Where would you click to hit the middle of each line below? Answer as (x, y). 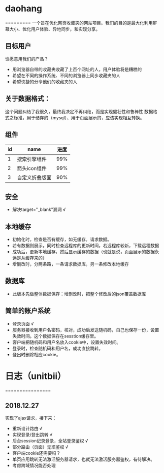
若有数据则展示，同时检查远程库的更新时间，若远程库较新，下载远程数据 (85, 245)
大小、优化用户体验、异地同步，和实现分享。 (54, 29)
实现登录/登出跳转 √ (32, 435)
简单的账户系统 (28, 311)
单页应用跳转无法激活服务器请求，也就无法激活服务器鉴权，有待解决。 (83, 459)
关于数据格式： (28, 99)
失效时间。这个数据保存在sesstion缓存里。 (55, 336)
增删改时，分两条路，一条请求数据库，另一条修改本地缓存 (70, 264)
